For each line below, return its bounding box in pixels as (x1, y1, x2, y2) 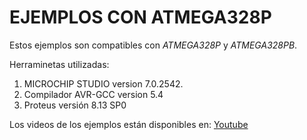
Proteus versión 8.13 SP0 (23, 99, 127, 111)
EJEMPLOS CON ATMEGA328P (9, 6, 272, 29)
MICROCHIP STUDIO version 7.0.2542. (23, 77, 184, 90)
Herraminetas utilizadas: (9, 58, 110, 70)
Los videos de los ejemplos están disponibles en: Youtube (9, 118, 249, 130)
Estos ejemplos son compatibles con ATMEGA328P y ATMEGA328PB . (9, 39, 298, 51)
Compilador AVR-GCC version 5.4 (23, 88, 164, 100)
